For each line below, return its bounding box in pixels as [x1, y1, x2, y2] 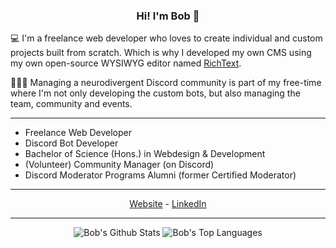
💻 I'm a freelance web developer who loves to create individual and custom [10, 32, 323, 44]
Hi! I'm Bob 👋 [136, 9, 200, 23]
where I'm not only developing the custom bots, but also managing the [10, 87, 301, 99]
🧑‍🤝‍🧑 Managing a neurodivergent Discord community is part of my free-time [10, 77, 322, 89]
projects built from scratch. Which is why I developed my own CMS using [10, 47, 312, 59]
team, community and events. [10, 98, 133, 110]
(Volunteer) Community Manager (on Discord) [24, 159, 215, 171]
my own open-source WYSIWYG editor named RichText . [10, 57, 242, 69]
